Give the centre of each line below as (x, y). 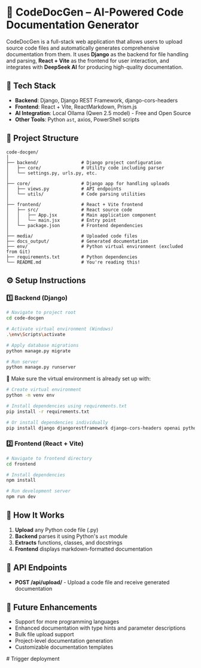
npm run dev (21, 497)
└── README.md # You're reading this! (73, 262)
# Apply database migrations (42, 345)
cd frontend (21, 464)
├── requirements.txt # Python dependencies (72, 257)
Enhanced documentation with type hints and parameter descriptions (100, 628)
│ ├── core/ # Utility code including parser (85, 168)
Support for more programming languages (67, 622)
